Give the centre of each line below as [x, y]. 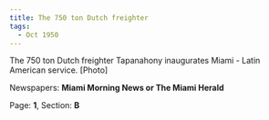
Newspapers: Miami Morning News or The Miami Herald [117, 88]
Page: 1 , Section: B [45, 105]
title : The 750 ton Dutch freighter [79, 18]
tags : [20, 26]
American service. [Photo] [59, 70]
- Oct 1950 [38, 35]
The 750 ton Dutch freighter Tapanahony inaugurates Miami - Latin [135, 61]
